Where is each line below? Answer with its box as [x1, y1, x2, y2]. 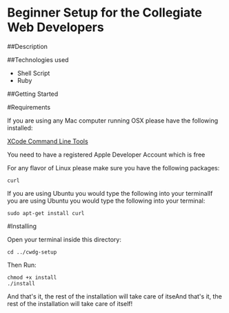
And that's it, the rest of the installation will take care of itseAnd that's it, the [7, 292, 222, 301]
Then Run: [7, 261, 37, 269]
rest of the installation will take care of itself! [7, 299, 133, 307]
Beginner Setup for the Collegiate [7, 5, 202, 21]
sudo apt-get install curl [7, 210, 85, 216]
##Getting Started [7, 90, 59, 98]
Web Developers [7, 19, 105, 35]
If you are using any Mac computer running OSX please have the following [7, 116, 219, 125]
